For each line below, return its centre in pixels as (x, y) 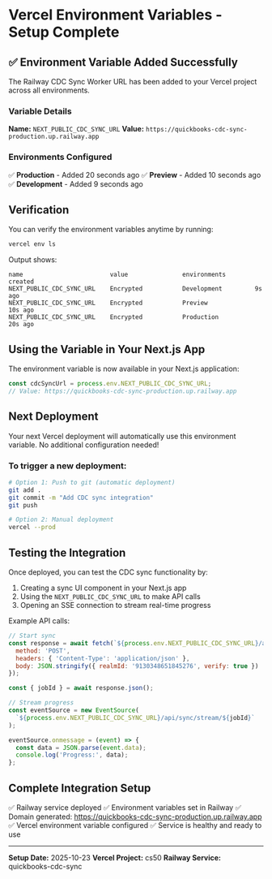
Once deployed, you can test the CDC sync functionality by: (108, 572)
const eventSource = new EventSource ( (74, 711)
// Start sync (32, 636)
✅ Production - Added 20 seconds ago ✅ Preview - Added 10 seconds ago (135, 175)
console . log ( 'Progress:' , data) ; (72, 755)
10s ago (21, 310)
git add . (25, 490)
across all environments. (49, 90)
